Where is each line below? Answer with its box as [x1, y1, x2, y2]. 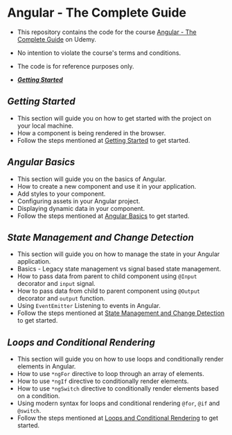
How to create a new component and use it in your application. [17, 182, 197, 190]
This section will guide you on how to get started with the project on [17, 114, 211, 122]
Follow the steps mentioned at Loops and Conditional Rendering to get [17, 414, 219, 423]
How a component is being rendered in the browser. [17, 128, 166, 137]
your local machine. [17, 121, 74, 130]
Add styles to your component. [17, 189, 106, 198]
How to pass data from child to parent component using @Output [17, 287, 201, 296]
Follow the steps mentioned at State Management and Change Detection [17, 309, 225, 317]
